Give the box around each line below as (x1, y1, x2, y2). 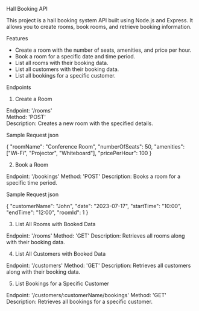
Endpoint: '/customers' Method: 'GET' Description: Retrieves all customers (6, 262, 191, 269)
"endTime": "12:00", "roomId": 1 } (6, 209, 89, 216)
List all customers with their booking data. (14, 66, 119, 73)
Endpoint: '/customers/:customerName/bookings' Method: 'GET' (6, 292, 167, 298)
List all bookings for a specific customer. (14, 72, 116, 79)
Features (6, 35, 28, 42)
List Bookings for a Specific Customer (14, 280, 110, 287)
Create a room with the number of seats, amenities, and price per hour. (14, 46, 192, 54)
